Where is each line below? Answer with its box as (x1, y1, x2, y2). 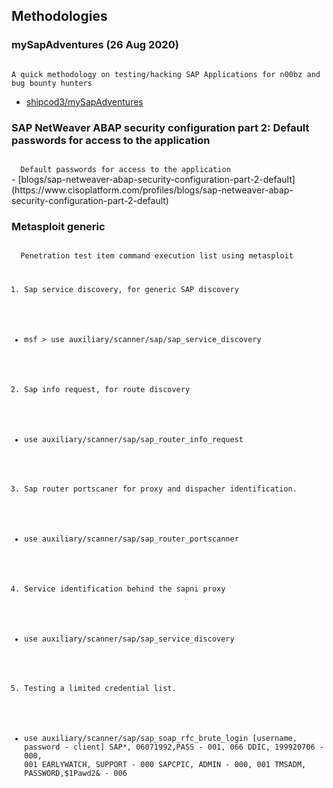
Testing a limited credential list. (24, 684, 177, 694)
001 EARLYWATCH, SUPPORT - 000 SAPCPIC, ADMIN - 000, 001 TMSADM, (24, 760, 307, 770)
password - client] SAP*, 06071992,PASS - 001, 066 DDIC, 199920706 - (24, 742, 324, 753)
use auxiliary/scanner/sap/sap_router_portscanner (24, 534, 239, 544)
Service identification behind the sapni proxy (24, 584, 226, 594)
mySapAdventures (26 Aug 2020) (11, 38, 179, 52)
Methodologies (11, 8, 108, 25)
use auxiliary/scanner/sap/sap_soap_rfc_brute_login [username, (24, 734, 298, 744)
